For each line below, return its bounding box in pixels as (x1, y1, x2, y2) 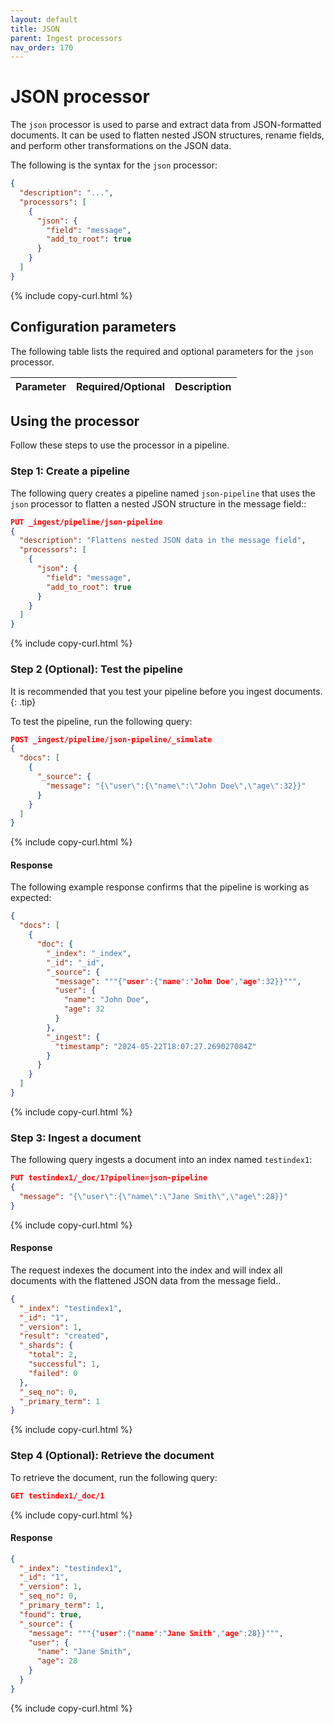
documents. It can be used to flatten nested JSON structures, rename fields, (10, 129, 325, 141)
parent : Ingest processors (10, 33, 123, 43)
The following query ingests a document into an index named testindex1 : (10, 1154, 313, 1166)
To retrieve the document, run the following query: (10, 1471, 218, 1483)
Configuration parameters (10, 319, 177, 336)
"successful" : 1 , (28, 1359, 101, 1370)
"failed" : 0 (28, 1368, 78, 1378)
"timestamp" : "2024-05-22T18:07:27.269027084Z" (54, 1041, 257, 1051)
